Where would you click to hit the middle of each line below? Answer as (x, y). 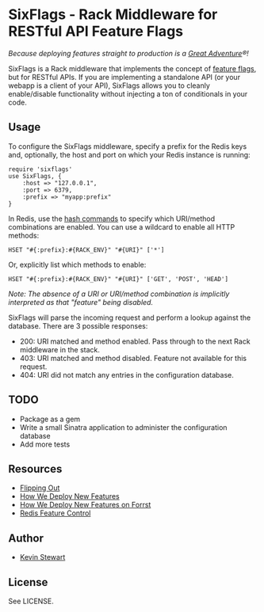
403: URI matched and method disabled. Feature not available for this (133, 358)
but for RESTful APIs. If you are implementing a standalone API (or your (124, 77)
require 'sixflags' (40, 169)
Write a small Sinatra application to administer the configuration (123, 427)
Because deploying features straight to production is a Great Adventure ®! (129, 53)
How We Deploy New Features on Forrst (85, 505)
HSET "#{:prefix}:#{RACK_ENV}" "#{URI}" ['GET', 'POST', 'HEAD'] (118, 279)
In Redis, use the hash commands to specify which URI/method (112, 219)
